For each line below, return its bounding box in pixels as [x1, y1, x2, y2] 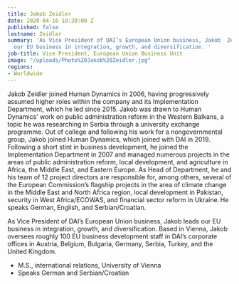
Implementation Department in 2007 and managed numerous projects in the [7, 150, 230, 159]
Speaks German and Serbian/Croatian [17, 268, 129, 277]
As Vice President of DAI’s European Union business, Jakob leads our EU [7, 216, 221, 225]
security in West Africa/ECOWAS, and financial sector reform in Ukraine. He [7, 195, 229, 204]
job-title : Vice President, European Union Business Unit [7, 51, 183, 58]
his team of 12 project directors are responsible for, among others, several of [7, 172, 232, 182]
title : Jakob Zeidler [7, 10, 72, 18]
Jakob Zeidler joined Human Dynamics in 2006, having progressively [7, 90, 210, 98]
